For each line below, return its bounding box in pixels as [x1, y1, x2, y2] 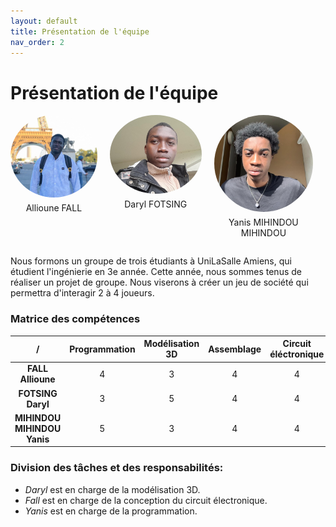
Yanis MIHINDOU [228, 216, 299, 229]
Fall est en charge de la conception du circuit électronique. [24, 494, 268, 506]
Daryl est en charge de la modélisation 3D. [24, 483, 201, 495]
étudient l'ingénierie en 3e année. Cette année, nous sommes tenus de [10, 266, 302, 278]
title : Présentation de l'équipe [10, 26, 150, 37]
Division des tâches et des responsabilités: [10, 461, 224, 475]
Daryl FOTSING [124, 198, 188, 210]
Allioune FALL [25, 201, 83, 214]
